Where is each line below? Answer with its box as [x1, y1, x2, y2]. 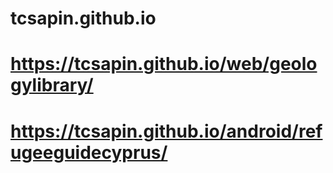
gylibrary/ [10, 74, 94, 97]
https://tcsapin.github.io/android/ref [10, 120, 323, 142]
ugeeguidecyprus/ [10, 141, 168, 164]
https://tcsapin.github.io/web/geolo [10, 53, 318, 76]
